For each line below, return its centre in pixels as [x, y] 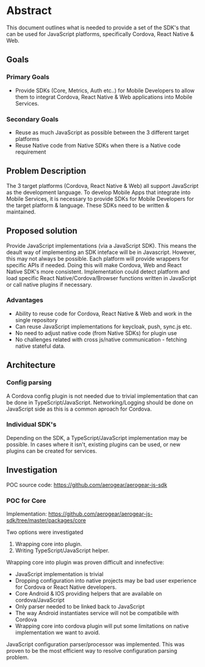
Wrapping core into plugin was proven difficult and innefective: [85, 562]
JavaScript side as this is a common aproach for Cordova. [79, 409]
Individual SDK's [31, 425]
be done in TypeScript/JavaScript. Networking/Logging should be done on [100, 402]
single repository [36, 320]
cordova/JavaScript [40, 600]
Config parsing [29, 383]
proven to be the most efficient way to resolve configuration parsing [92, 651]
